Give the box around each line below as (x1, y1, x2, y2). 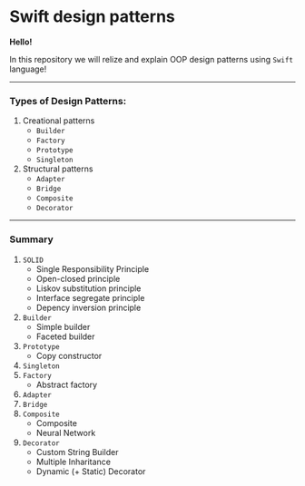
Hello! (9, 36, 33, 47)
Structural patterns (22, 163, 93, 174)
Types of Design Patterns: (9, 94, 127, 107)
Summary (9, 233, 54, 246)
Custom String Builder (35, 446, 119, 457)
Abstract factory (35, 379, 98, 390)
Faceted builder (35, 331, 95, 342)
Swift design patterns (9, 6, 175, 27)
